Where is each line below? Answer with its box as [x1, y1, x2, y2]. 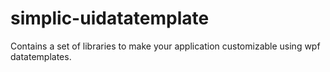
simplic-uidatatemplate [10, 7, 210, 30]
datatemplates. [10, 50, 72, 62]
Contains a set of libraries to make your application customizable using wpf [10, 40, 321, 52]
